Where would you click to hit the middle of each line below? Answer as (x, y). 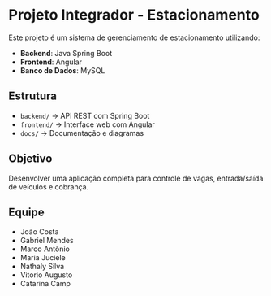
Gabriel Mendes (47, 241)
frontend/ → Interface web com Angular (88, 124)
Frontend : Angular (51, 62)
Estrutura (33, 96)
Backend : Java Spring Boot (66, 53)
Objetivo (30, 159)
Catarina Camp (45, 284)
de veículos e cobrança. (49, 187)
